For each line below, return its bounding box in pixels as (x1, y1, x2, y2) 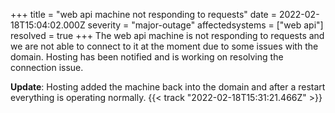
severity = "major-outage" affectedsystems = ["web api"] (87, 19, 324, 31)
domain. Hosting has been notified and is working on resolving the (10, 51, 284, 63)
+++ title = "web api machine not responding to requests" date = (10, 9, 277, 20)
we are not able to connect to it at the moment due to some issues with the (10, 40, 319, 52)
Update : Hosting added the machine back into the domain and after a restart (10, 81, 326, 93)
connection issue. (10, 62, 84, 73)
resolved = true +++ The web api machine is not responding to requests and (10, 30, 325, 41)
